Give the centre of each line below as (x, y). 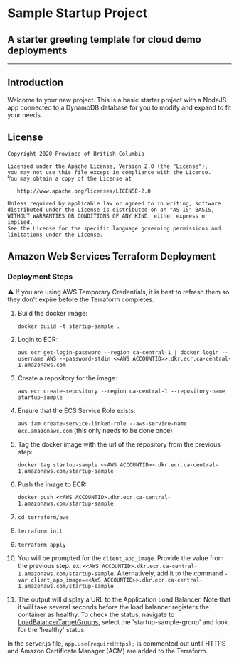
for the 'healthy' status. (52, 630)
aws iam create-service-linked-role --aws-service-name (102, 424)
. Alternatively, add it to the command (168, 573)
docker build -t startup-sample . (69, 326)
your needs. (25, 114)
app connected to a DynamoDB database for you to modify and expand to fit (119, 107)
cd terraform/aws (43, 518)
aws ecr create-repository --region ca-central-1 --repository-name (121, 391)
